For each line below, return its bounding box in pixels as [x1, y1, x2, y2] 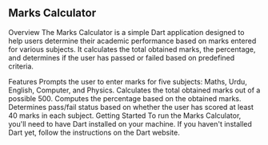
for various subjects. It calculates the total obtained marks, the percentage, [8, 44, 256, 54]
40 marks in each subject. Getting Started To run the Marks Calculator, [8, 111, 242, 120]
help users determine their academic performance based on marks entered [8, 36, 257, 45]
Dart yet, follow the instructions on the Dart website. [8, 127, 180, 137]
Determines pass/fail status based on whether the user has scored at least [8, 102, 254, 112]
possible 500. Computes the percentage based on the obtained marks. [8, 93, 242, 103]
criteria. [8, 61, 34, 71]
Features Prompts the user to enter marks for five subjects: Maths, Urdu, [8, 76, 248, 86]
